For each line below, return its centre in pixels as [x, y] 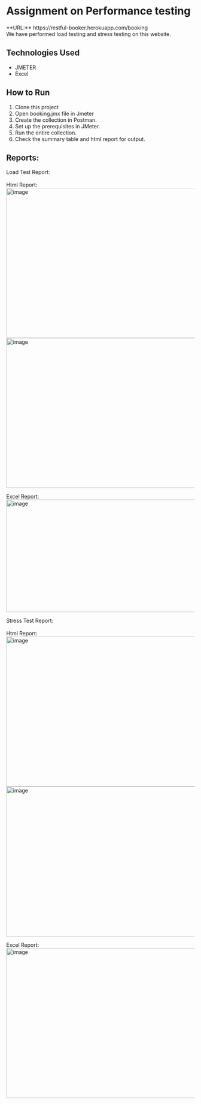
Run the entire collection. [45, 133]
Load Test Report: [28, 172]
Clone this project [36, 107]
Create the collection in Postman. [56, 120]
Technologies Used [43, 53]
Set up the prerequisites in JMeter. [57, 126]
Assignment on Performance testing [98, 11]
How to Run [28, 93]
